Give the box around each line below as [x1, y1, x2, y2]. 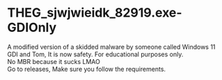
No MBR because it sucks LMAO [7, 57, 101, 65]
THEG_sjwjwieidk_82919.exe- [7, 5, 182, 21]
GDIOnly [7, 19, 57, 35]
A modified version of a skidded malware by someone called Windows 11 [7, 42, 216, 51]
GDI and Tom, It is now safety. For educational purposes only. [7, 50, 184, 58]
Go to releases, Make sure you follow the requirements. [7, 65, 166, 73]
